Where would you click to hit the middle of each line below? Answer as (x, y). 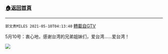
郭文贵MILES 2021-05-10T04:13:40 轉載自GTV (50, 26)
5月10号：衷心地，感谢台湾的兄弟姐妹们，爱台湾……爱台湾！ (67, 36)
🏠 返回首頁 (18, 7)
